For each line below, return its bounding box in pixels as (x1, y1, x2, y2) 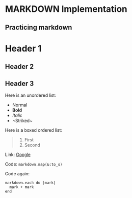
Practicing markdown (5, 23, 72, 32)
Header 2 (5, 63, 34, 71)
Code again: (5, 170, 30, 176)
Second (24, 142, 40, 148)
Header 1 (5, 43, 42, 54)
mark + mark (9, 184, 34, 190)
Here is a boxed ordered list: (5, 127, 62, 133)
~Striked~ (12, 118, 33, 123)
